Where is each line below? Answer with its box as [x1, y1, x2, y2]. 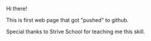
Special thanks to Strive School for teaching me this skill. [6, 28, 146, 35]
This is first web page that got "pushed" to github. [6, 17, 129, 23]
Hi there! [6, 5, 27, 12]
